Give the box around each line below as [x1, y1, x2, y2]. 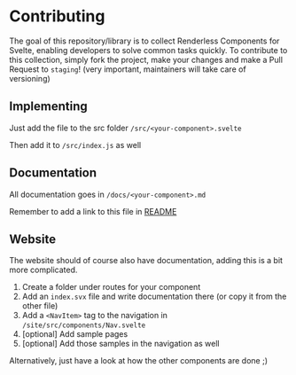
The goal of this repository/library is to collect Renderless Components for [9, 35, 280, 46]
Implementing [9, 99, 88, 114]
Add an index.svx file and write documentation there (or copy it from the [21, 291, 287, 302]
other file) [21, 301, 58, 311]
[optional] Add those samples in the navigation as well [21, 339, 220, 349]
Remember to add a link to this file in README [9, 206, 177, 216]
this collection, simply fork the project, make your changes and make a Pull [9, 54, 284, 65]
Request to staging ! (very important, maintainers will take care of [9, 64, 246, 74]
